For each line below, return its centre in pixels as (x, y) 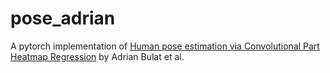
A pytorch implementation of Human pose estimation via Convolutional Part (165, 46)
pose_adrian (63, 18)
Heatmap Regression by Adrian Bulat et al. (97, 56)
